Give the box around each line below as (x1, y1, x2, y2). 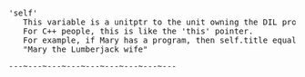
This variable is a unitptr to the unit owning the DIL (23, 17, 279, 27)
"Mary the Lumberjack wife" (23, 44, 148, 54)
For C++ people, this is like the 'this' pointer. (23, 26, 254, 36)
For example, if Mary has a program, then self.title (23, 35, 269, 45)
